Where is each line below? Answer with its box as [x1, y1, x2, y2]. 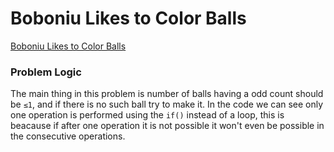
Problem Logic [10, 65, 82, 79]
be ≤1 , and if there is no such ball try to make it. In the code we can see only [10, 98, 324, 111]
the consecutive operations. [10, 130, 126, 142]
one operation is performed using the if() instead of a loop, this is [10, 109, 285, 121]
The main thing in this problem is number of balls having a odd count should [10, 88, 324, 100]
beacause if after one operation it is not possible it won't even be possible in [10, 120, 325, 132]
